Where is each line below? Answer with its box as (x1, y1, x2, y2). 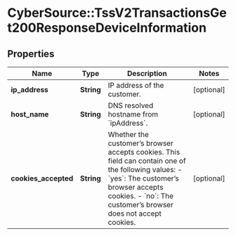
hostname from (107, 110, 159, 119)
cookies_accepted (11, 173, 74, 183)
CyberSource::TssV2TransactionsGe (7, 5, 227, 21)
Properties (7, 48, 55, 60)
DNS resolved (107, 100, 154, 110)
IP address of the (107, 81, 164, 90)
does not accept (107, 209, 162, 218)
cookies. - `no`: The (107, 191, 174, 201)
